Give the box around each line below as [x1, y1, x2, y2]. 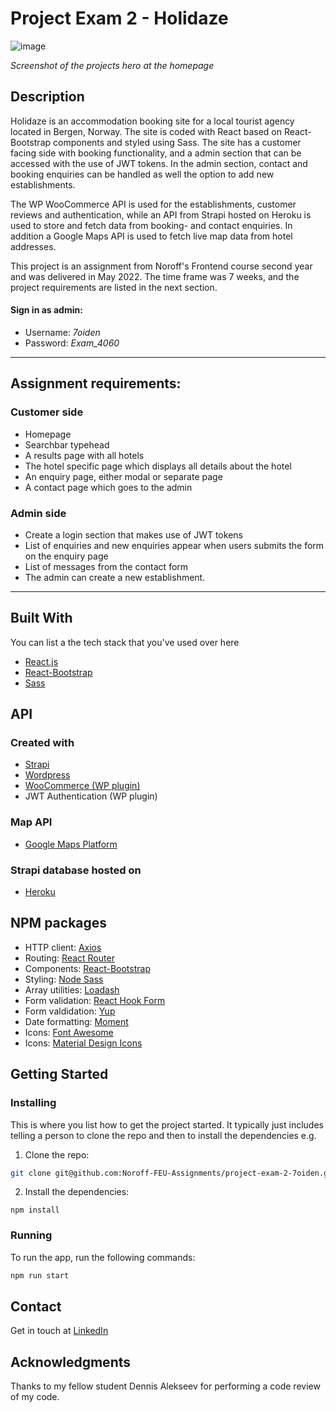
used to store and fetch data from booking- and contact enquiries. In [10, 219, 293, 231]
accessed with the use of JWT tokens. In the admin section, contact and [10, 157, 308, 169]
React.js [24, 655, 59, 667]
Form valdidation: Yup [24, 1005, 116, 1017]
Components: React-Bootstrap [24, 962, 151, 974]
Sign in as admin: [10, 304, 83, 316]
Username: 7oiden [24, 326, 101, 338]
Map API [10, 815, 53, 829]
